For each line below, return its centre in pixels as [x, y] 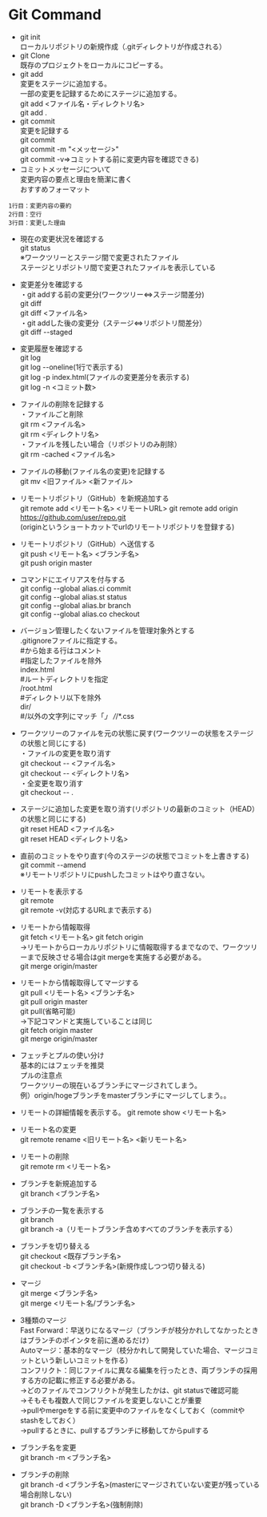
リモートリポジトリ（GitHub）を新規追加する [94, 498]
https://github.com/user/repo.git [73, 517]
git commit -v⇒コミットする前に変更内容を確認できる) [110, 159]
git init [30, 37]
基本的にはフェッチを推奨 [62, 1065]
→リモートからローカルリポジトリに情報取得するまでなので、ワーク [132, 946]
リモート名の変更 [48, 1129]
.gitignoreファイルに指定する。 [71, 640]
